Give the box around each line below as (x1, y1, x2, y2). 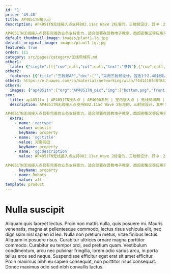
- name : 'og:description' (14, 149, 70, 154)
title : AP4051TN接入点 (5, 17, 51, 22)
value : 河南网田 (18, 140, 50, 145)
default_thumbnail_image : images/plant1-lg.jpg (5, 36, 108, 41)
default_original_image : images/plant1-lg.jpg (5, 40, 106, 46)
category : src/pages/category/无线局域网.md (5, 54, 98, 60)
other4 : (5, 83, 22, 88)
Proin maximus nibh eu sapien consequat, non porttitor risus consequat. (5, 258, 157, 265)
